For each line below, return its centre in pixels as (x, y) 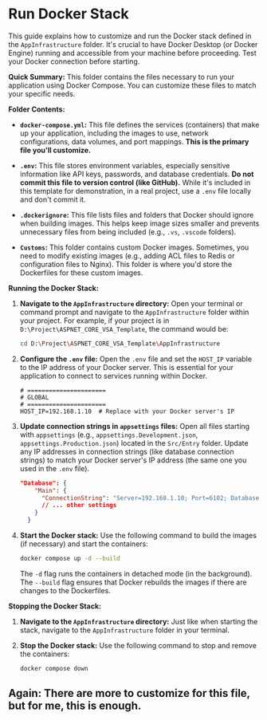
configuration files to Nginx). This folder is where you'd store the (126, 264)
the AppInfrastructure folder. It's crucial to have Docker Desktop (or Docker (133, 44)
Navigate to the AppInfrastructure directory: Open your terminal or (131, 303)
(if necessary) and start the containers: (84, 544)
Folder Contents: (37, 109)
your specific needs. (42, 93)
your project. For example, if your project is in (94, 321)
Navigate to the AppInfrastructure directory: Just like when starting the (139, 621)
